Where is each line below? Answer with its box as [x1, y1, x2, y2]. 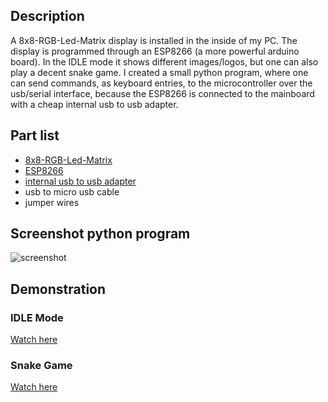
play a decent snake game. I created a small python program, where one [10, 66, 309, 78]
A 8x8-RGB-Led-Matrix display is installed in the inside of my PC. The [10, 34, 298, 46]
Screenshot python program [10, 225, 191, 243]
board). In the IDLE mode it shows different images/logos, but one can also [10, 55, 319, 68]
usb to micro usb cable [24, 185, 120, 198]
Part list [10, 127, 60, 144]
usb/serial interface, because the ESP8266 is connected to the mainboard [10, 87, 315, 99]
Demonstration [10, 280, 107, 298]
